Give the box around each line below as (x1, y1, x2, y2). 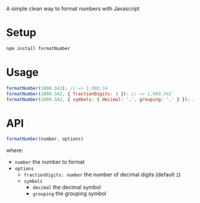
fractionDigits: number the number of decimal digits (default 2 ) (23, 171, 181, 178)
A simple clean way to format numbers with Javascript (6, 5, 140, 12)
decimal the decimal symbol (32, 184, 101, 191)
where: (6, 147, 24, 154)
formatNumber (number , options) (6, 136, 84, 142)
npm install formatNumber (6, 45, 70, 51)
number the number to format (14, 158, 85, 165)
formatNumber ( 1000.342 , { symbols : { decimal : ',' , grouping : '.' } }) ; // (6, 96, 198, 102)
